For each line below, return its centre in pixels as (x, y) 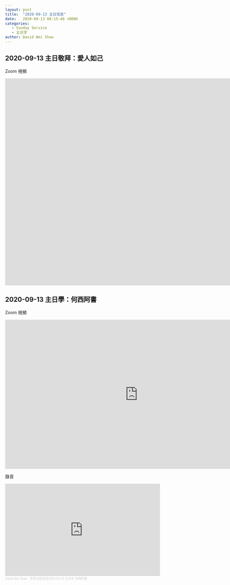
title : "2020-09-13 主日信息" (36, 14)
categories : (17, 23)
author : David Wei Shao (29, 37)
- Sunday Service (29, 28)
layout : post (18, 10)
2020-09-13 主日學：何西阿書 (51, 300)
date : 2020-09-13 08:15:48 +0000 (42, 19)
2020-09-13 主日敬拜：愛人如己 (54, 58)
